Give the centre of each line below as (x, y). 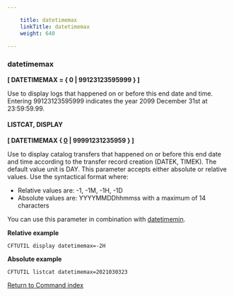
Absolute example (35, 258)
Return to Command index (45, 285)
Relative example (33, 233)
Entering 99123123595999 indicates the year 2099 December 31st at (107, 101)
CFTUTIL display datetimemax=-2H (57, 246)
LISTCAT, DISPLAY (35, 125)
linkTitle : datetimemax (55, 27)
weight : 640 (37, 33)
